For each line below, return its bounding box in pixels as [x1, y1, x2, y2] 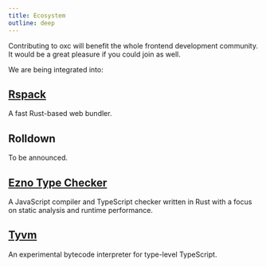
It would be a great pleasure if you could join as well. [8, 49, 182, 59]
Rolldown [8, 132, 56, 145]
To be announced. [8, 153, 68, 163]
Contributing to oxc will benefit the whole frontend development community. [8, 41, 259, 50]
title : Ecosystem [8, 11, 66, 20]
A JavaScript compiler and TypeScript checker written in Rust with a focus [8, 196, 252, 207]
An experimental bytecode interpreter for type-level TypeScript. [8, 250, 217, 259]
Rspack [8, 87, 46, 101]
